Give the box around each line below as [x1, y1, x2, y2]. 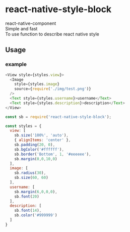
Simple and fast [5, 25, 38, 31]
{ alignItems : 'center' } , [14, 137, 71, 143]
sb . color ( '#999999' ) [14, 213, 57, 218]
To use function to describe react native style [5, 31, 99, 37]
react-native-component [5, 20, 56, 26]
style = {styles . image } [14, 82, 59, 87]
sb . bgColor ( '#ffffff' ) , [14, 147, 64, 152]
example [5, 61, 27, 68]
